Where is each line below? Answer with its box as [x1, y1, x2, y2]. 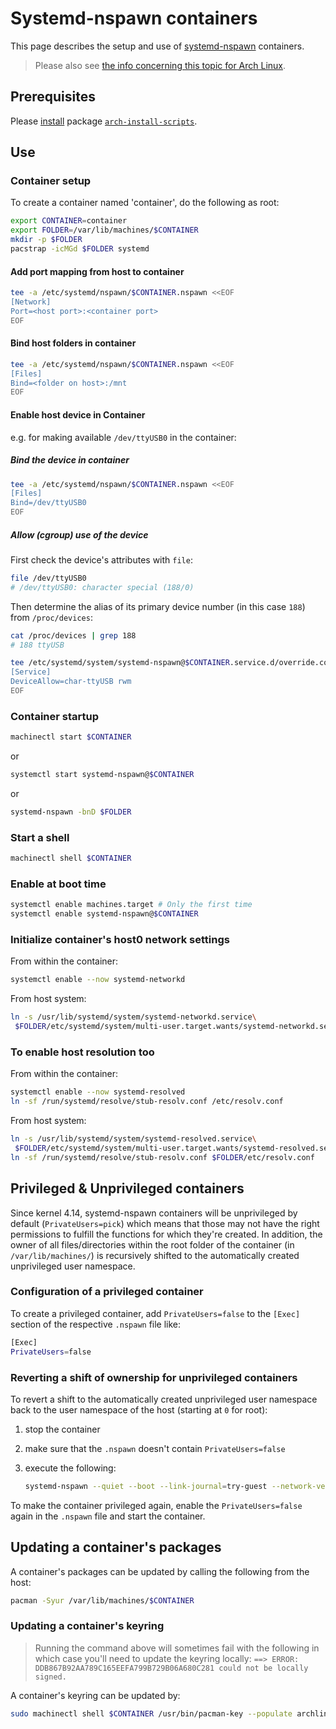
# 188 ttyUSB [10, 640, 65, 650]
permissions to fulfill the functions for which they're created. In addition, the [10, 1228, 323, 1240]
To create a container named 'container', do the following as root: [10, 197, 280, 209]
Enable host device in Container [10, 408, 146, 421]
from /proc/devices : [10, 611, 93, 623]
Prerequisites [10, 88, 96, 106]
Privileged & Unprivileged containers [10, 1180, 245, 1197]
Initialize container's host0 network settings [10, 933, 230, 947]
